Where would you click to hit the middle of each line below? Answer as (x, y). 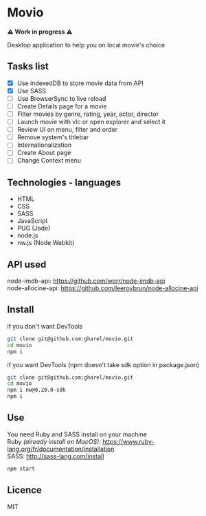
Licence (25, 490)
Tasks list (28, 67)
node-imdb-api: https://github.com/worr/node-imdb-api (86, 281)
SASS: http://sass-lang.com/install (56, 456)
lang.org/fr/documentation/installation (61, 449)
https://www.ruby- (128, 441)
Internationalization (44, 145)
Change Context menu (49, 161)
